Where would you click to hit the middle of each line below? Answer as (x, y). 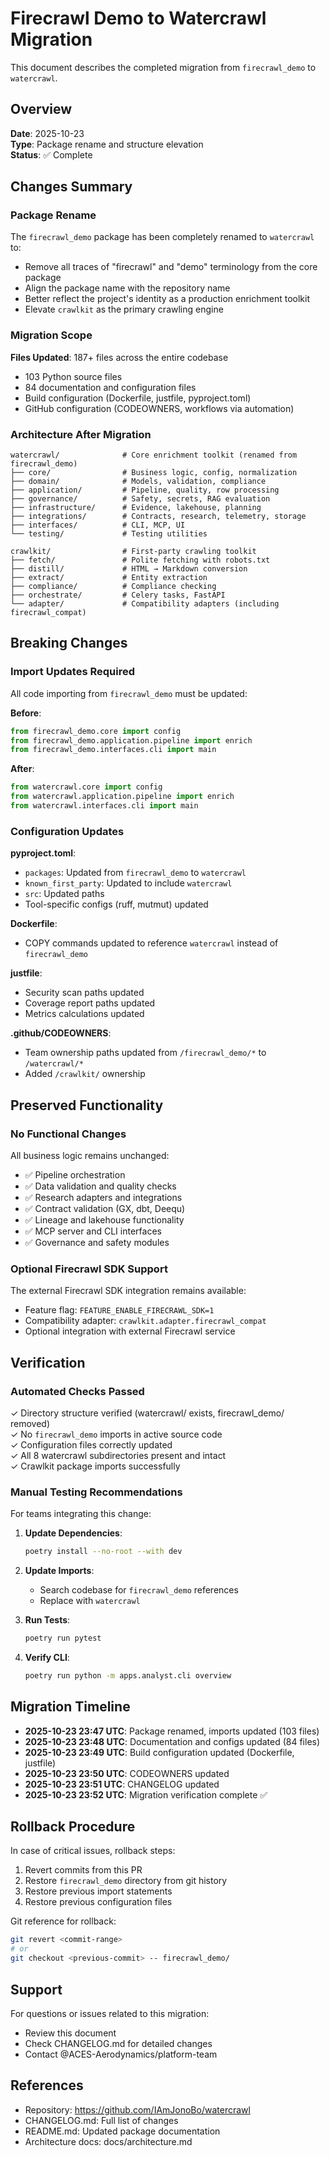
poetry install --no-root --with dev (103, 1552)
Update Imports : (59, 1571)
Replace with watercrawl (90, 1601)
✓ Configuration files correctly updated (91, 1444)
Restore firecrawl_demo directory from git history (126, 1881)
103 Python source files (73, 376)
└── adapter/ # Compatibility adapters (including (145, 604)
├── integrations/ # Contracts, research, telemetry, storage (158, 517)
